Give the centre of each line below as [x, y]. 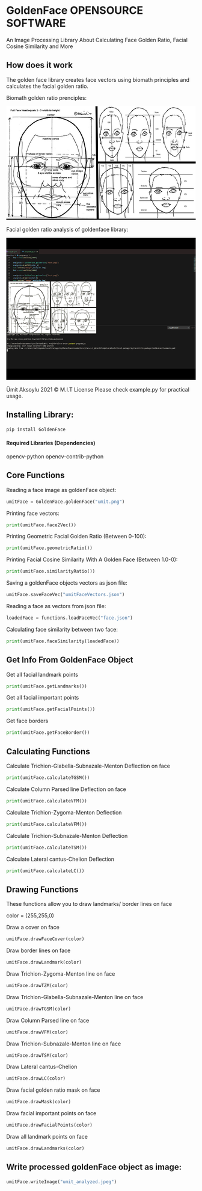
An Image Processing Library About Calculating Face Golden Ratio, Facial [97, 40]
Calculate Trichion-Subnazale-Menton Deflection [67, 836]
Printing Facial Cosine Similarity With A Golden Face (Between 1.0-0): [92, 559]
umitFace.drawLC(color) [36, 1079]
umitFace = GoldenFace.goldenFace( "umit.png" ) [66, 502]
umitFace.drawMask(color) [38, 1102]
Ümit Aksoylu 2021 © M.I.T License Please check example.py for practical [98, 389]
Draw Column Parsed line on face [48, 1020]
